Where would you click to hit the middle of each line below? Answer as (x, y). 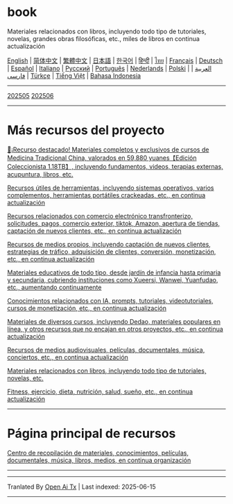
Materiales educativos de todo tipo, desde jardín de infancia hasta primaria (114, 273)
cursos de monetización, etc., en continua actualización (87, 308)
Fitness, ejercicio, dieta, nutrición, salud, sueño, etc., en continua (100, 391)
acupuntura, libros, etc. (41, 174)
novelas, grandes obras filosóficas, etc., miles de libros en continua (103, 38)
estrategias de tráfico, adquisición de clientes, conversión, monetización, (112, 252)
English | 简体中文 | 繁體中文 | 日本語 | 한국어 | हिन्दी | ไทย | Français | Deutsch (115, 60)
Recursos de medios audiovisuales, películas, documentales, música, (106, 350)
